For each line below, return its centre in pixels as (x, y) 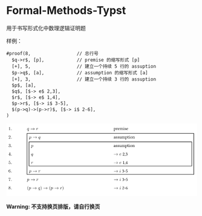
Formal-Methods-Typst (66, 11)
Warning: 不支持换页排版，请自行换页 (53, 207)
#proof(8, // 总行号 (52, 53)
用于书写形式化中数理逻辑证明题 (46, 28)
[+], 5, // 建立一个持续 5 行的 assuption (84, 66)
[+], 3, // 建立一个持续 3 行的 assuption (84, 79)
